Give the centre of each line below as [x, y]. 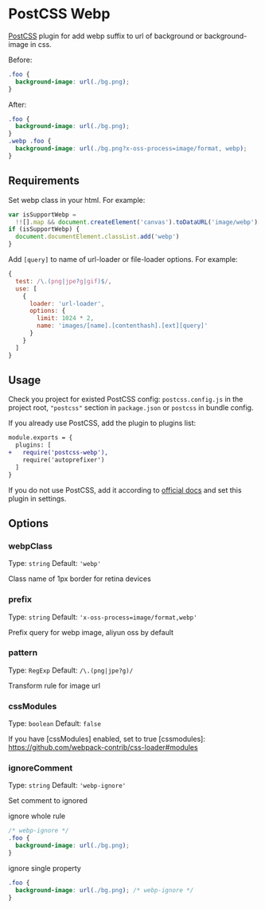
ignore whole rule [37, 816]
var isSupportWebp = [43, 215]
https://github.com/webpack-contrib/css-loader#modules [103, 747]
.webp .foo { [30, 141]
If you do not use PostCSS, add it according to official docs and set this [125, 490]
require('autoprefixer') [64, 460]
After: [18, 104]
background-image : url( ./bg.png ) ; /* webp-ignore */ [105, 890]
